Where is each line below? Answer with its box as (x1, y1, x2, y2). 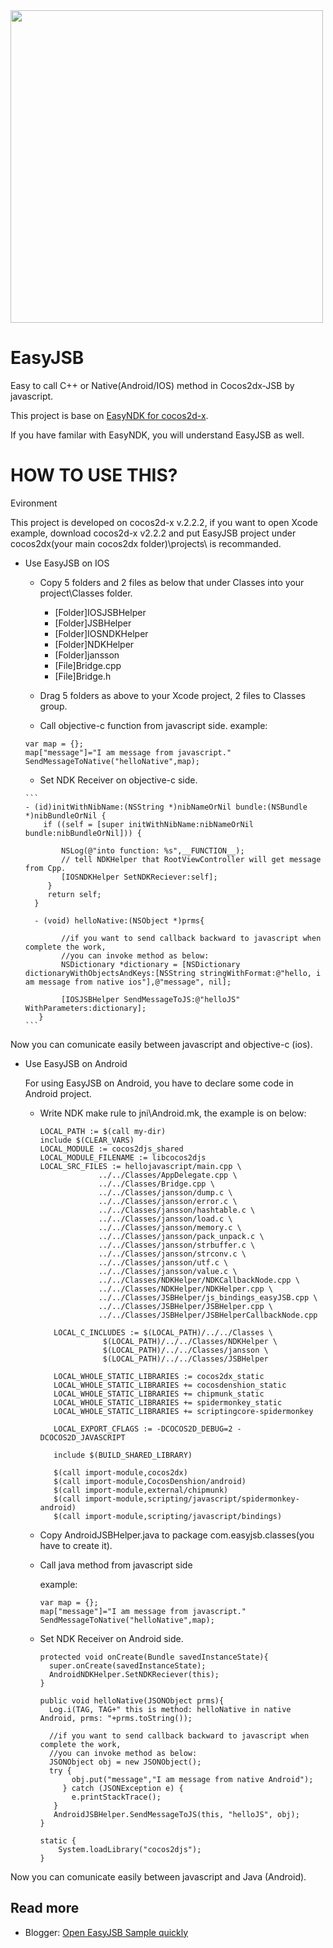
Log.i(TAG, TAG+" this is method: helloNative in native (48, 1704, 292, 1714)
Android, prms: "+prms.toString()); (39, 1713, 193, 1723)
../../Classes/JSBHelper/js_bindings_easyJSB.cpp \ (98, 1292, 318, 1303)
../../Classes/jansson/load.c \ (98, 1214, 233, 1224)
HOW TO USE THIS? (10, 464, 178, 487)
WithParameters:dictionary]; (24, 1003, 147, 1013)
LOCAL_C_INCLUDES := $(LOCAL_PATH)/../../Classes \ (53, 1327, 273, 1338)
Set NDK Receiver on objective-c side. (39, 774, 198, 786)
